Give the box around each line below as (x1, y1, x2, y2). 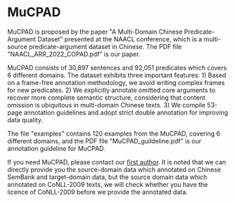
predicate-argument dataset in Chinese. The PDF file (29, 42, 182, 51)
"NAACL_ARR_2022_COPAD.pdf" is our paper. (7, 50, 141, 58)
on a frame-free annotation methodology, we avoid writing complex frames (7, 78, 225, 86)
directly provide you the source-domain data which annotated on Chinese (7, 165, 222, 173)
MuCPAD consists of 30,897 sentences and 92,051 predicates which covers (7, 63, 227, 72)
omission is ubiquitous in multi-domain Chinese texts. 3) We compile (7, 100, 206, 109)
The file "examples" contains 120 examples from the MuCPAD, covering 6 (7, 129, 220, 138)
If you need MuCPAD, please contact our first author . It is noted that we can (7, 157, 227, 166)
